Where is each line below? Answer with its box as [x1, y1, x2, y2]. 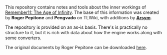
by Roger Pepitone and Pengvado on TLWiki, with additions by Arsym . [5, 15, 152, 20]
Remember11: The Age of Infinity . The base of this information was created [5, 9, 159, 15]
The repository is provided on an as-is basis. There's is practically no [5, 24, 147, 30]
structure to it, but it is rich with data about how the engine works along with [5, 30, 162, 35]
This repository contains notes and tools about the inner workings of [5, 4, 146, 10]
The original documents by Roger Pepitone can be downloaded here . [5, 45, 147, 50]
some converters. [5, 35, 41, 41]
